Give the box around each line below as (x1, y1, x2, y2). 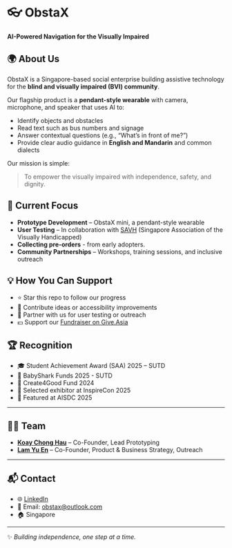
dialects (17, 146, 40, 154)
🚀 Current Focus (7, 200, 79, 212)
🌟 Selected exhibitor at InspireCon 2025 (17, 386, 131, 395)
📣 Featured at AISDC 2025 (17, 393, 93, 402)
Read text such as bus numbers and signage (17, 124, 144, 132)
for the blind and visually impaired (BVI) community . (7, 82, 160, 90)
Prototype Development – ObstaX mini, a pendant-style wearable (17, 218, 205, 226)
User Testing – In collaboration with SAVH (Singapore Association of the (17, 225, 223, 234)
